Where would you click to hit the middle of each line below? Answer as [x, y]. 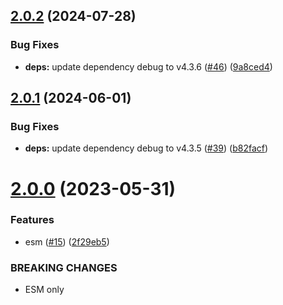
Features [32, 220]
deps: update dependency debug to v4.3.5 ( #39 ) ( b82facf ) [146, 148]
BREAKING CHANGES [64, 267]
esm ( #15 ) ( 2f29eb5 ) [67, 241]
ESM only [44, 290]
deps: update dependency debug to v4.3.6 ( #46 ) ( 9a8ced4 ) [148, 66]
